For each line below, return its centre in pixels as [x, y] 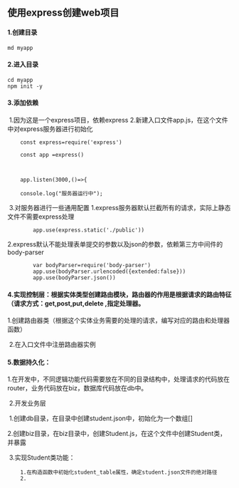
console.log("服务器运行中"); [62, 194]
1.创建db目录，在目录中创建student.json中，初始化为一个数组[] [101, 418]
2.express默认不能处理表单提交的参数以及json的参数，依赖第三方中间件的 [115, 244]
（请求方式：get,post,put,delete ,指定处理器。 [76, 303]
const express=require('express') [71, 142]
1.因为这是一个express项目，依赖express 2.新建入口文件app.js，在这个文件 [119, 120]
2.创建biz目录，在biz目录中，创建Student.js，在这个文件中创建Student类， [117, 434]
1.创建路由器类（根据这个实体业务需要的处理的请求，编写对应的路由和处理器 [118, 321]
